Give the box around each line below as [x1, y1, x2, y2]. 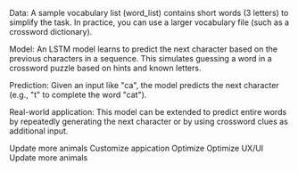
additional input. [9, 126, 69, 136]
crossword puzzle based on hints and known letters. [9, 62, 202, 73]
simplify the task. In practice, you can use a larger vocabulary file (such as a [9, 17, 290, 28]
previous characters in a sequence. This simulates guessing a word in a [9, 53, 272, 63]
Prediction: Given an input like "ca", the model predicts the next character [9, 80, 279, 90]
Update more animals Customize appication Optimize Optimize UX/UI [9, 143, 264, 153]
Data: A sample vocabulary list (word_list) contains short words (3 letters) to [9, 8, 289, 18]
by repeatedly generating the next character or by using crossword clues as [9, 116, 288, 127]
